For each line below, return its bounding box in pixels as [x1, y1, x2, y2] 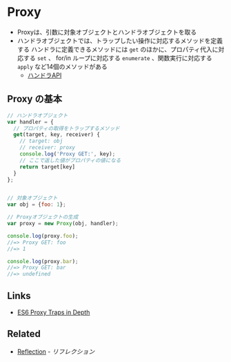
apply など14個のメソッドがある [17, 62, 108, 70]
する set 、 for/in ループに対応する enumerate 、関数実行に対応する [23, 53, 212, 62]
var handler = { [7, 118, 54, 125]
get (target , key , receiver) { [13, 131, 100, 138]
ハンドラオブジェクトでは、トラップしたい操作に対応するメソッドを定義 [17, 36, 223, 45]
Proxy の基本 [7, 93, 62, 105]
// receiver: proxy [19, 144, 76, 151]
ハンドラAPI [27, 70, 62, 79]
